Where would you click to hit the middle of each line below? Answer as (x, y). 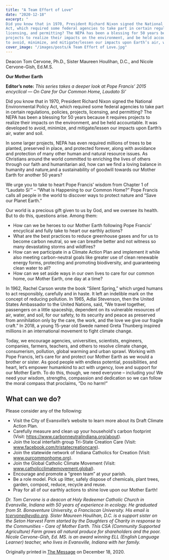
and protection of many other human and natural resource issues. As (77, 153)
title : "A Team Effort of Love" (39, 10)
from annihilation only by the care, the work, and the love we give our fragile (84, 320)
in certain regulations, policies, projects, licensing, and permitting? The (79, 112)
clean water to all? (32, 268)
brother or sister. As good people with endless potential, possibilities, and (81, 362)
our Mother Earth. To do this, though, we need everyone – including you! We (84, 372)
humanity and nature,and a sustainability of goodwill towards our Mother (81, 169)
